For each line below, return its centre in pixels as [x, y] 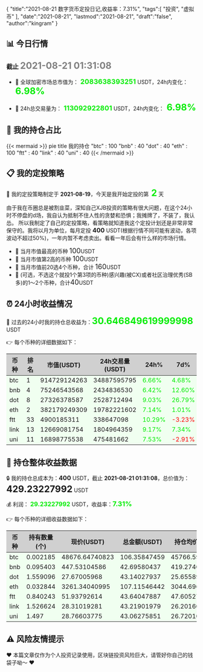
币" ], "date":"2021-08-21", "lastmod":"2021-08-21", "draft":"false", [89, 16]
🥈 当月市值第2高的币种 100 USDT [56, 259]
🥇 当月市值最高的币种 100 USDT [55, 251]
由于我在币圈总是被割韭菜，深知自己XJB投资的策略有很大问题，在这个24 [97, 208]
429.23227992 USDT [47, 489]
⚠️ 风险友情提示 [35, 639]
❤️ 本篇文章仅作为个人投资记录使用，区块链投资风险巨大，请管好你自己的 [97, 655]
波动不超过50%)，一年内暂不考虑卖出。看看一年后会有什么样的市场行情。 [98, 238]
